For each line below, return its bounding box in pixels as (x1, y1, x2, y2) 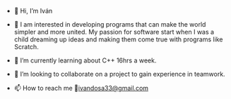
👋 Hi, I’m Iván (13, 7, 53, 15)
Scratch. (13, 43, 39, 51)
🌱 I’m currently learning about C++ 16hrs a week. (13, 56, 157, 65)
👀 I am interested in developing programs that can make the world (13, 20, 206, 28)
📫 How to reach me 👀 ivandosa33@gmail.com (13, 84, 149, 92)
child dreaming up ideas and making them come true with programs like (13, 35, 223, 44)
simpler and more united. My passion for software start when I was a (13, 28, 214, 36)
